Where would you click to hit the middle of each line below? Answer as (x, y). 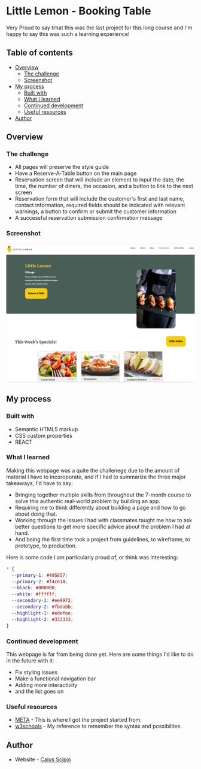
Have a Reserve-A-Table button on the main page (76, 173)
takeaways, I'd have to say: (39, 483)
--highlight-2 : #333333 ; (42, 619)
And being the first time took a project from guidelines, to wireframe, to (102, 539)
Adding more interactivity (46, 685)
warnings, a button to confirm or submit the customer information (95, 211)
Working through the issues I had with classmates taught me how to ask (103, 520)
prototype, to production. (46, 546)
